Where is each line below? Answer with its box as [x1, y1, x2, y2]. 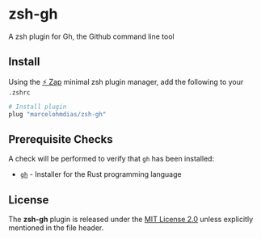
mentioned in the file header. [8, 223, 104, 233]
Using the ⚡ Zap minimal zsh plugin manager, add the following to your [8, 77, 244, 86]
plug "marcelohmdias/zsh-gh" [8, 110, 107, 118]
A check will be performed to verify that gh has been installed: [8, 154, 215, 164]
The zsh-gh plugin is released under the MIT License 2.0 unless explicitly [8, 215, 254, 224]
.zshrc [8, 88, 31, 97]
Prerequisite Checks [8, 132, 113, 146]
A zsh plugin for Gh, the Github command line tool [8, 31, 175, 41]
